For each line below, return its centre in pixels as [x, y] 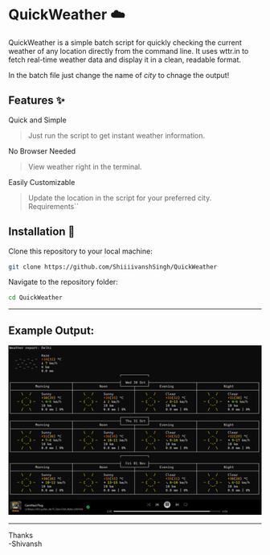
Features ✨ [37, 101]
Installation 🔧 [42, 232]
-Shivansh [25, 544]
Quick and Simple [37, 120]
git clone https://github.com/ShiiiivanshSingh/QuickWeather [113, 267]
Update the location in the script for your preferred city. [120, 198]
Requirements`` [53, 206]
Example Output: [51, 330]
